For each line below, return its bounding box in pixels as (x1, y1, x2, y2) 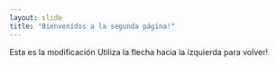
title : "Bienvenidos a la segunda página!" (9, 22, 176, 31)
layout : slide (9, 13, 63, 23)
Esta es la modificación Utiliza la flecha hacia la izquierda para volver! (9, 46, 269, 57)
